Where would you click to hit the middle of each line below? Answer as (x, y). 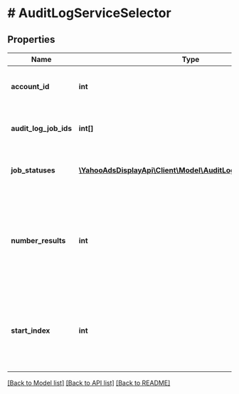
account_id (30, 87)
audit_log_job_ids (42, 128)
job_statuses (33, 170)
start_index (31, 331)
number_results (38, 240)
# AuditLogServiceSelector (90, 13)
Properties (31, 40)
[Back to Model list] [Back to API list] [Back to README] (89, 383)
